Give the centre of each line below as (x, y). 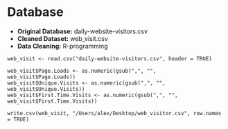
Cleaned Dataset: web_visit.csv (63, 38)
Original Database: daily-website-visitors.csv (82, 31)
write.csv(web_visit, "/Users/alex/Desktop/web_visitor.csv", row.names (114, 113)
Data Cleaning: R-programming (63, 46)
